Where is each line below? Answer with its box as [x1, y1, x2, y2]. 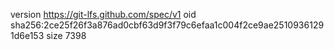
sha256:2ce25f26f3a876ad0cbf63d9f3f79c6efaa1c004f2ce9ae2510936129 [10, 19, 325, 31]
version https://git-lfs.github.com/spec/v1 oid [10, 9, 197, 20]
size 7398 [46, 30, 87, 41]
